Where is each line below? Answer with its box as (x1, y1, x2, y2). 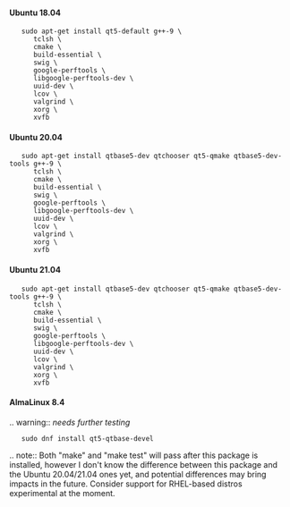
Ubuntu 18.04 (9, 7, 61, 18)
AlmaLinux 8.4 (9, 397, 65, 408)
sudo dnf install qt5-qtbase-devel (21, 434, 154, 443)
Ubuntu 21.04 (9, 265, 61, 275)
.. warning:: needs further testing (9, 417, 131, 427)
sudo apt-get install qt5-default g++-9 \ (21, 27, 182, 36)
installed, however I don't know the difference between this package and (9, 459, 278, 469)
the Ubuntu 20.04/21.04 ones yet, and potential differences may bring (9, 469, 267, 479)
